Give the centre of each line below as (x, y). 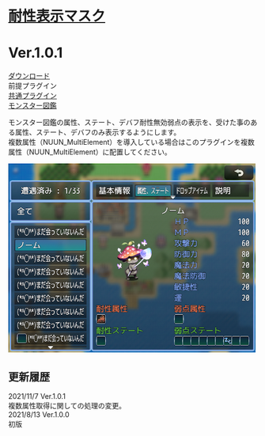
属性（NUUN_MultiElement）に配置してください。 (90, 152)
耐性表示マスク (57, 16)
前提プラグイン (32, 86)
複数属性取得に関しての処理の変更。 (67, 405)
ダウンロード (29, 76)
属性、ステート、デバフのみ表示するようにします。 (98, 132)
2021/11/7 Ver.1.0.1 (37, 396)
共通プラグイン (32, 96)
